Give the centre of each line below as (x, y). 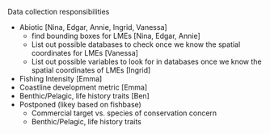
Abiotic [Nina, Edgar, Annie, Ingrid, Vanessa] (93, 27)
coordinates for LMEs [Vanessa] (85, 53)
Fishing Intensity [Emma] (61, 79)
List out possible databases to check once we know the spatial (136, 44)
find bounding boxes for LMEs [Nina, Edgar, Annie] (116, 36)
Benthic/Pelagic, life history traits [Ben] (84, 96)
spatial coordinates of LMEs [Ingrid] (91, 70)
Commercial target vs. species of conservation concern (124, 113)
